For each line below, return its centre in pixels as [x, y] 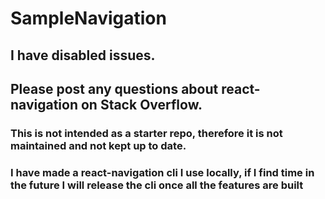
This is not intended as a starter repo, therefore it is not [146, 133]
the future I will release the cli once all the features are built [157, 185]
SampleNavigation [88, 18]
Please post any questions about [114, 88]
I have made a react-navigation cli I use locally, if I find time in [162, 172]
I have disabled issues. [83, 55]
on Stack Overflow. [141, 104]
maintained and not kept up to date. [98, 145]
